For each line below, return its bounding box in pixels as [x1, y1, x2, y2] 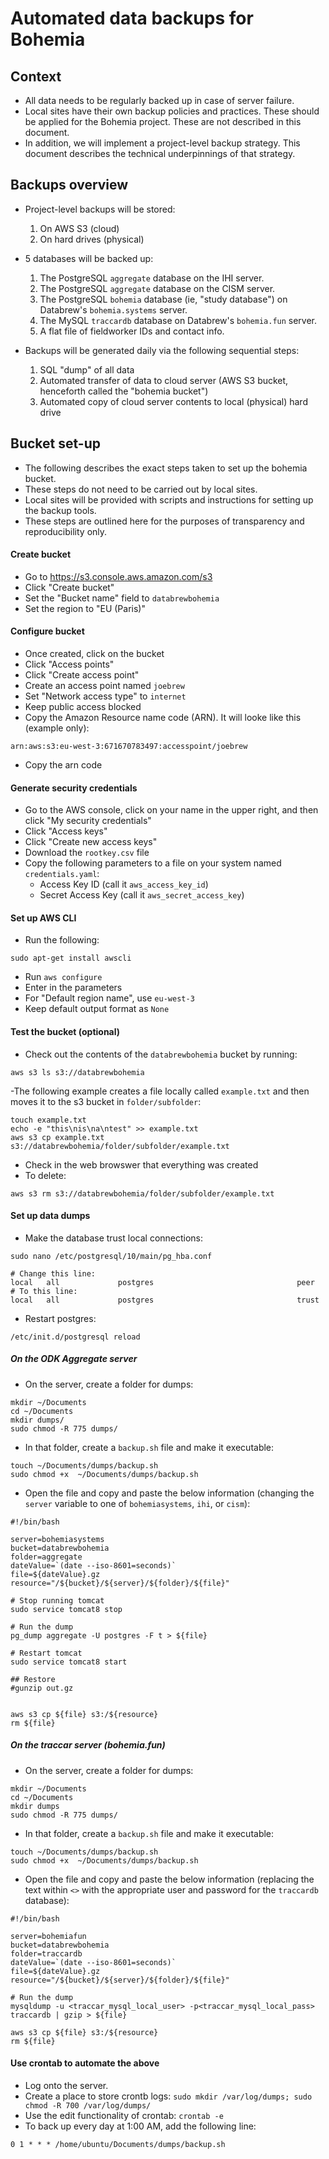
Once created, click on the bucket [24, 648, 165, 660]
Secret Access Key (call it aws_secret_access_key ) [39, 889, 245, 901]
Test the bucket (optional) [10, 1026, 121, 1038]
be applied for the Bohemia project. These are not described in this [24, 116, 302, 127]
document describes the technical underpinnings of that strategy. [24, 148, 296, 159]
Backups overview [10, 177, 129, 194]
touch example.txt [10, 1115, 87, 1125]
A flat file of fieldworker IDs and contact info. [39, 325, 225, 337]
